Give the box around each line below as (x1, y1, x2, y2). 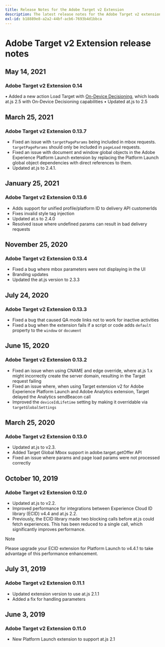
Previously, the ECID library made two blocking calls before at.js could (12, 516, 155, 522)
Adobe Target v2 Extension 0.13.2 (5, 356, 87, 363)
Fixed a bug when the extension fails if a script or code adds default (12, 322, 151, 328)
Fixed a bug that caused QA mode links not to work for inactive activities (12, 317, 159, 323)
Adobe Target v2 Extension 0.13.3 (5, 306, 87, 312)
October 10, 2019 (5, 474, 58, 483)
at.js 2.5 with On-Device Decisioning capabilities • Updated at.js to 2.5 (5, 99, 148, 105)
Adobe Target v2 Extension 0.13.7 (5, 127, 87, 134)
